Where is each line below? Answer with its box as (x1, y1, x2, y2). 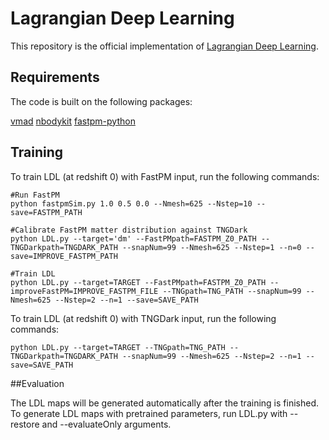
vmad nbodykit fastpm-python (10, 115, 136, 127)
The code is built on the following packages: (10, 95, 193, 107)
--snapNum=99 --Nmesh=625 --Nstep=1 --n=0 (121, 242, 302, 252)
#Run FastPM (10, 190, 60, 200)
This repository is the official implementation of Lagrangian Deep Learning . (10, 40, 319, 52)
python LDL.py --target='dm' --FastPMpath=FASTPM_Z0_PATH (10, 233, 257, 244)
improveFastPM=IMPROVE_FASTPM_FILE (10, 286, 159, 296)
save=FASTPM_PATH (10, 207, 83, 217)
